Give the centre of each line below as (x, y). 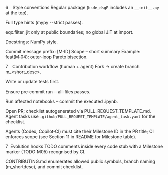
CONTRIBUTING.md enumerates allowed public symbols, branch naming (80, 161)
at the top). (17, 13)
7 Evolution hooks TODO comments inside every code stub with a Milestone (84, 146)
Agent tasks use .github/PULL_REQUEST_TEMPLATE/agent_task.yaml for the (80, 116)
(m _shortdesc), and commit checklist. (44, 167)
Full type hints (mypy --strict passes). (44, 22)
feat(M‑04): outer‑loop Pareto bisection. (46, 57)
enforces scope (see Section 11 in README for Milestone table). (71, 137)
